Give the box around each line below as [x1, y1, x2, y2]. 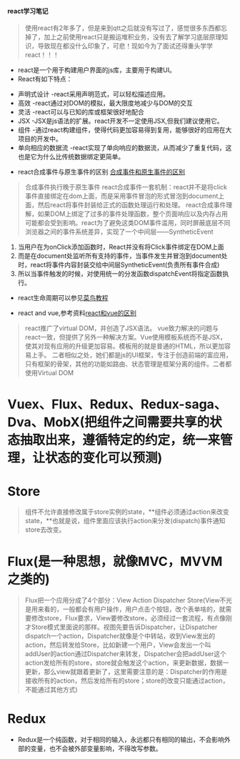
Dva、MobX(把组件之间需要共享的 [7, 415, 210, 430]
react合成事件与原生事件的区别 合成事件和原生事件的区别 [17, 168, 186, 177]
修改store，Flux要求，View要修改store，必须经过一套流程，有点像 [31, 614, 226, 622]
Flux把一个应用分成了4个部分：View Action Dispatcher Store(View [24, 596, 220, 605]
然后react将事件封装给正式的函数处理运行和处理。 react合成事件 [37, 201, 226, 209]
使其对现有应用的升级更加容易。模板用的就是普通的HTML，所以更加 [24, 342, 225, 350]
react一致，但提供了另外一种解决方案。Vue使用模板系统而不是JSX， [24, 333, 227, 342]
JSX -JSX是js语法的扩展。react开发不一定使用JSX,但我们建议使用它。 [17, 116, 224, 125]
